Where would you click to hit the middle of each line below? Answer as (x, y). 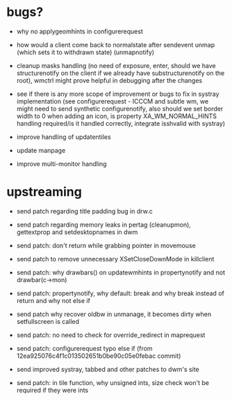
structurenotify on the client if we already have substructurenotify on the (121, 73)
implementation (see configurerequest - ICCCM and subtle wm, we (113, 101)
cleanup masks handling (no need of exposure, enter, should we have (116, 65)
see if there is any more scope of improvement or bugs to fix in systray (118, 94)
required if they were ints (52, 390)
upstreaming (44, 192)
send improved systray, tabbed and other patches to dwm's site (108, 369)
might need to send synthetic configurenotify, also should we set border (120, 108)
